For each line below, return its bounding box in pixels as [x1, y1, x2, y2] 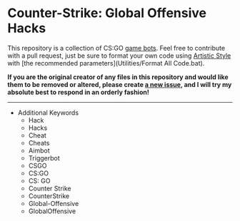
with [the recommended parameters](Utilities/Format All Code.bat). [7, 58, 205, 67]
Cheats [28, 138, 50, 147]
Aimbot [28, 146, 50, 155]
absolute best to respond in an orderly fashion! [7, 88, 150, 96]
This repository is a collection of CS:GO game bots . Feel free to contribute [7, 43, 226, 52]
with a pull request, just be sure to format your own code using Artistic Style [7, 51, 231, 60]
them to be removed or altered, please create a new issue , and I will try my [7, 80, 232, 88]
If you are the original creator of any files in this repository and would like [7, 73, 229, 81]
